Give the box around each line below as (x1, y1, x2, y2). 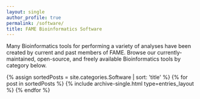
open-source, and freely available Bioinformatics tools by (37, 55, 181, 63)
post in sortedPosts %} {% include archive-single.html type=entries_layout (6, 80, 194, 87)
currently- (157, 49, 182, 56)
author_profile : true (6, 15, 62, 21)
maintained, (6, 55, 36, 63)
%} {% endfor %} (6, 86, 51, 94)
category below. (6, 62, 47, 69)
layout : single (6, 9, 45, 15)
